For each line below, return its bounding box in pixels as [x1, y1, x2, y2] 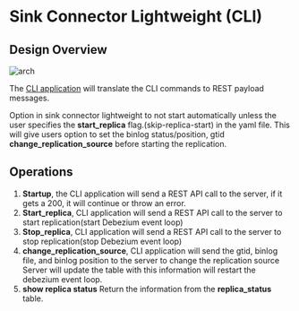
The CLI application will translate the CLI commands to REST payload [9, 83, 264, 93]
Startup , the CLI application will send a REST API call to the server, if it [21, 188, 283, 199]
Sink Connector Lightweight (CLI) [9, 6, 262, 27]
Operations [9, 164, 73, 180]
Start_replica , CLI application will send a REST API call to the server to [21, 207, 283, 218]
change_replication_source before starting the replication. [9, 139, 227, 149]
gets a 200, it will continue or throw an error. [21, 197, 186, 208]
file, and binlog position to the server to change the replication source [21, 255, 280, 265]
